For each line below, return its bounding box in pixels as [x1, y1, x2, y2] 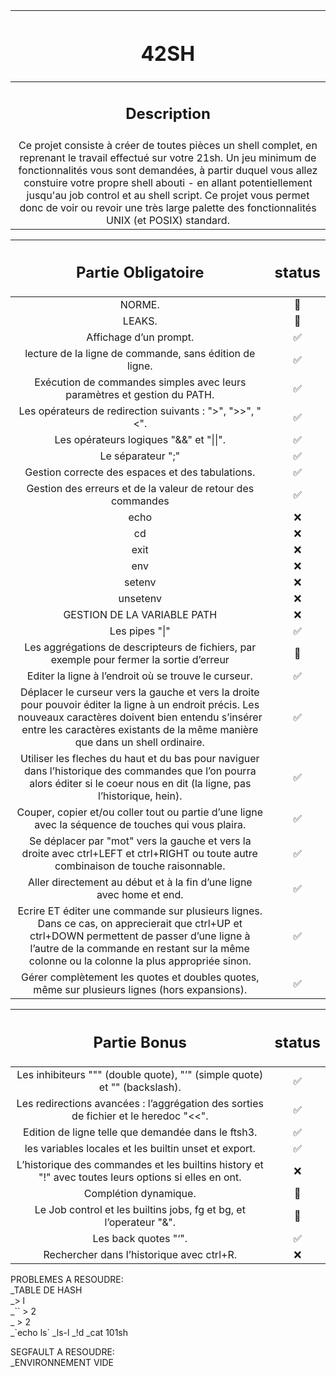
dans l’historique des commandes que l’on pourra [23, 764, 257, 778]
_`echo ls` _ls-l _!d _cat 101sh [10, 1326, 129, 1338]
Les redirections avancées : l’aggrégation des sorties [16, 1096, 264, 1110]
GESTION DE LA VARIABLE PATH [63, 608, 218, 622]
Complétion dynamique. [83, 1186, 197, 1200]
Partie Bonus [93, 1032, 187, 1052]
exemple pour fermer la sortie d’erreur [50, 653, 230, 667]
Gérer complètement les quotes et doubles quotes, [20, 970, 260, 984]
